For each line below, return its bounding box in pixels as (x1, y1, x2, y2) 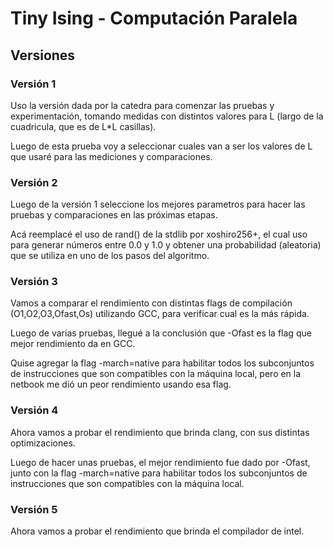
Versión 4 (10, 403, 59, 417)
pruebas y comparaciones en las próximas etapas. (10, 209, 218, 221)
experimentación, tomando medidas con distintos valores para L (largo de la (10, 110, 324, 122)
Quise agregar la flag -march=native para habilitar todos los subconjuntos (10, 357, 315, 369)
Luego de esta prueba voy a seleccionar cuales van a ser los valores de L (10, 140, 313, 152)
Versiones (10, 47, 76, 64)
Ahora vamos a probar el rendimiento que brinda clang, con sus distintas (10, 426, 310, 438)
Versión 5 (10, 502, 58, 516)
